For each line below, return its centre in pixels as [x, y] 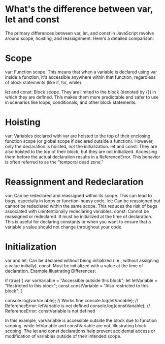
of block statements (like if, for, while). [44, 82]
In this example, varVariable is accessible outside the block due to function [81, 320]
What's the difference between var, [79, 9]
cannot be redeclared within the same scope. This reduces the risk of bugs [81, 206]
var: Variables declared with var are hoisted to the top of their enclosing [78, 136]
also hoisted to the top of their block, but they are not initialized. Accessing [81, 152]
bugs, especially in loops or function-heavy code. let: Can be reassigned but [83, 201]
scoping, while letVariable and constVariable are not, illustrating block [76, 325]
